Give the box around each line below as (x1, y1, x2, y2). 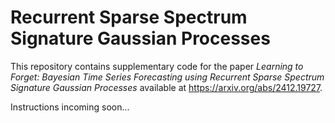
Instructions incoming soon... (10, 101, 130, 113)
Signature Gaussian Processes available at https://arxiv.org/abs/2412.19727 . (10, 81, 323, 93)
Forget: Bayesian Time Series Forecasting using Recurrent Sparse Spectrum (10, 71, 325, 83)
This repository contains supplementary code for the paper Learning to (10, 60, 304, 72)
